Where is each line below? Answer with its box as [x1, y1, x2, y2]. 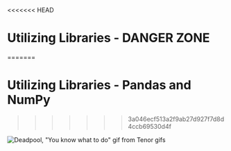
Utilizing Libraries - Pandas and [7, 78, 192, 93]
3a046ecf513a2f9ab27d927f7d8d [128, 114, 224, 123]
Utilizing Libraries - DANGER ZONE [7, 30, 210, 46]
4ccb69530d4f [128, 122, 172, 130]
